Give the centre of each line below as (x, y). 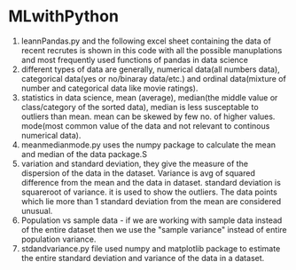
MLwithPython (63, 16)
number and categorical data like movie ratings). (109, 88)
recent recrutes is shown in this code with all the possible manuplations (152, 50)
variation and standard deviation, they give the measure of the (135, 163)
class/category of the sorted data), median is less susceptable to (140, 107)
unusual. (37, 210)
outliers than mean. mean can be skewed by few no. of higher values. (148, 116)
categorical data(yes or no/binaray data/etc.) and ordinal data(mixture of (154, 78)
